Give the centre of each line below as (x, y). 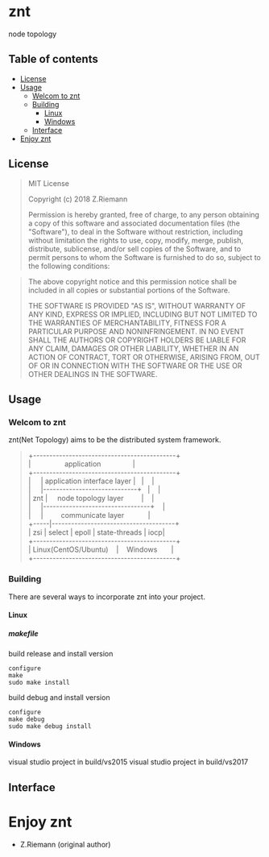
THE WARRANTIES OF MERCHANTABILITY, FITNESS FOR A (127, 323)
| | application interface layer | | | (91, 481)
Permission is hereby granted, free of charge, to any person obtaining (144, 214)
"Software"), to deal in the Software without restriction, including (135, 231)
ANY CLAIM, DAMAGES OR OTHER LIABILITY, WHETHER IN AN (133, 348)
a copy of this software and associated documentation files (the (134, 223)
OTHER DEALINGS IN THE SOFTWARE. (93, 374)
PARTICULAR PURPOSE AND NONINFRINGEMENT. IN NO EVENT (136, 331)
